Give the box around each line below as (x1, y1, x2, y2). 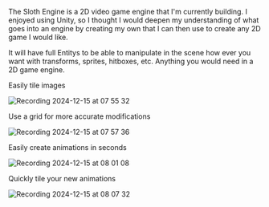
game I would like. (8, 32, 68, 42)
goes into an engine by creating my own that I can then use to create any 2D (8, 24, 261, 33)
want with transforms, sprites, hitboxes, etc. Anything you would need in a (8, 56, 254, 66)
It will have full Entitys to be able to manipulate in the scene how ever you (8, 48, 251, 57)
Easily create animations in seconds (8, 143, 127, 152)
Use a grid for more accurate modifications (8, 112, 151, 121)
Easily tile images (8, 80, 66, 90)
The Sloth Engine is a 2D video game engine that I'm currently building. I (8, 7, 247, 16)
